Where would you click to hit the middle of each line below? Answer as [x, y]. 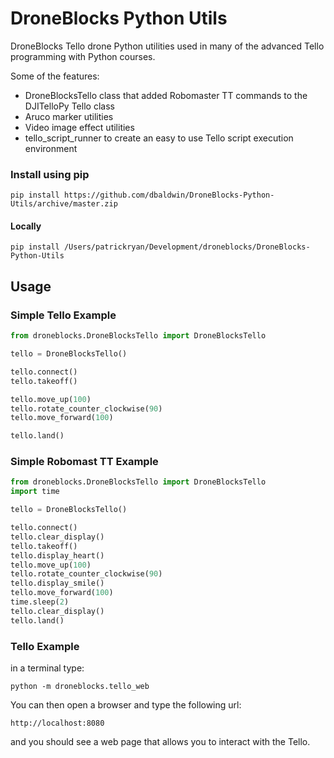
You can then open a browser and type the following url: [126, 704]
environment [51, 148]
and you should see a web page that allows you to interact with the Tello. [160, 741]
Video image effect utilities [79, 127]
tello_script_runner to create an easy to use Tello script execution [159, 138]
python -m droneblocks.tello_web [80, 686]
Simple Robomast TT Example [84, 462]
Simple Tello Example [63, 315]
